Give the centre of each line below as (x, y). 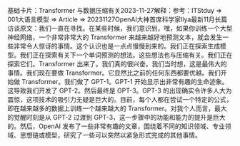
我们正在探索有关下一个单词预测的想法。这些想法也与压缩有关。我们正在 (126, 55)
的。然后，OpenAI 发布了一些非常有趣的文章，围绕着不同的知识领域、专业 (116, 126)
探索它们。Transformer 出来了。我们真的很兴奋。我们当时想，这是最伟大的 (117, 64)
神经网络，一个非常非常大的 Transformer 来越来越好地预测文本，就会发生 (115, 37)
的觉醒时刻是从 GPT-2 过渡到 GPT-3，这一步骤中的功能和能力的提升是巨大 (117, 117)
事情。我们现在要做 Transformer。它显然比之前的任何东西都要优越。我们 (114, 73)
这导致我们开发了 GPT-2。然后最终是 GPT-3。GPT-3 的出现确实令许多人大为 (120, 90)
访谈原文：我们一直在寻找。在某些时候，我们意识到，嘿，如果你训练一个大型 (120, 28)
